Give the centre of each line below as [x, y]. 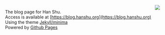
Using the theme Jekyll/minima [36, 22]
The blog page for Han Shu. [33, 12]
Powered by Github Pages [31, 27]
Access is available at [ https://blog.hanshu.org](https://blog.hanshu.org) [78, 17]
